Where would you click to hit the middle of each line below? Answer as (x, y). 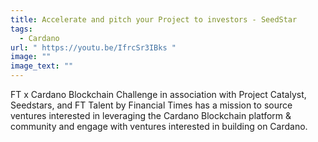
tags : (21, 29)
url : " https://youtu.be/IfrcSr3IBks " (93, 47)
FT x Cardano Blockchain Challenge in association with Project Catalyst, (158, 94)
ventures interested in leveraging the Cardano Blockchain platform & (151, 115)
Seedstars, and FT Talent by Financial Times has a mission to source (151, 105)
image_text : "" (42, 66)
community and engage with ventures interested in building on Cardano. (159, 126)
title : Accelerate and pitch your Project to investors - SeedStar (154, 19)
